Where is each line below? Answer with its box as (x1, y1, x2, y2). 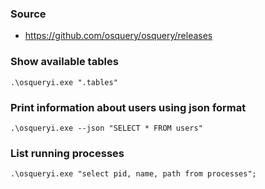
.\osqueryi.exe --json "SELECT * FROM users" (10, 123, 203, 133)
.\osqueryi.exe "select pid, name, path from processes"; (10, 169, 257, 179)
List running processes (10, 146, 125, 160)
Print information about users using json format (10, 100, 247, 114)
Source (10, 7, 47, 21)
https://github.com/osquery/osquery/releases (24, 30, 213, 42)
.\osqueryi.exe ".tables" (10, 77, 118, 87)
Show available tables (10, 55, 119, 69)
